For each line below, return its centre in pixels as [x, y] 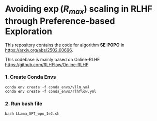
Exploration [29, 31]
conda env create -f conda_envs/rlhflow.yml [51, 91]
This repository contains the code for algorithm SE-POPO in [65, 45]
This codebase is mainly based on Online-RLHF [53, 59]
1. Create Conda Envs [31, 77]
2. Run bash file [24, 104]
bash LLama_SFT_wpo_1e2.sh [32, 114]
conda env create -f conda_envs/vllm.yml [47, 87]
